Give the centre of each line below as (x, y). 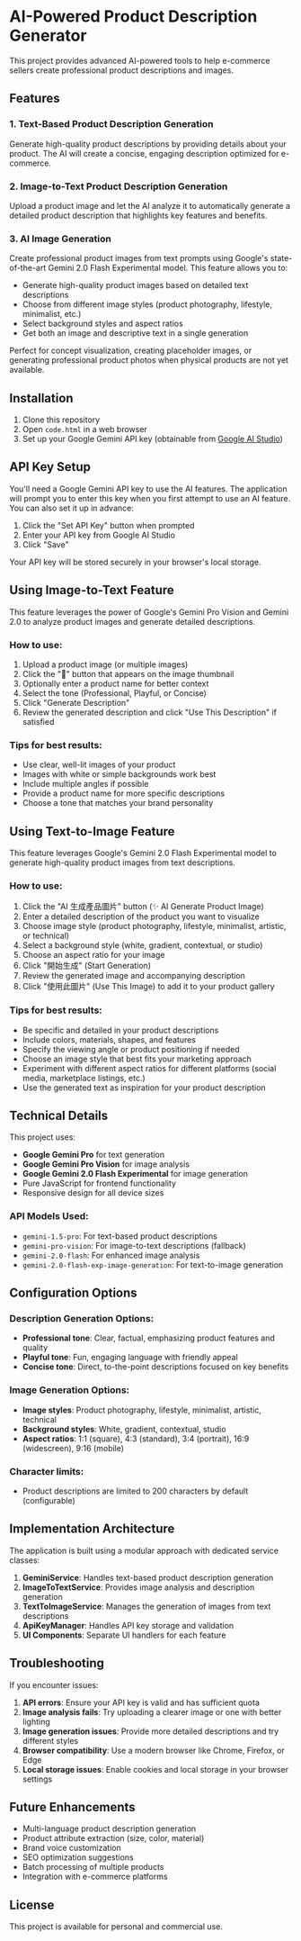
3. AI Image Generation (61, 239)
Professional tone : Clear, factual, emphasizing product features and (149, 1338)
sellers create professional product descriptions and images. (121, 70)
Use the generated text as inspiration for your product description (144, 1088)
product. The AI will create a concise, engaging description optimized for (144, 153)
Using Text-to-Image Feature (92, 831)
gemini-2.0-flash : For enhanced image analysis (111, 1255)
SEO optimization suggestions (78, 1857)
